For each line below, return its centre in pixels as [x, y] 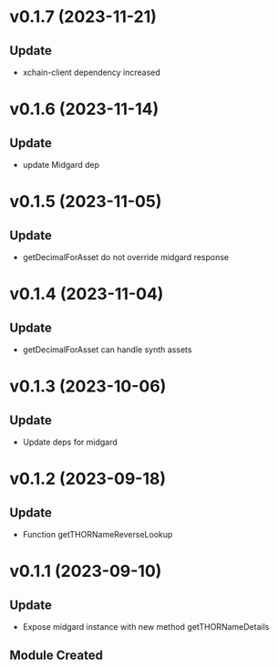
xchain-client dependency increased [92, 72]
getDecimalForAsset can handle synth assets [107, 350]
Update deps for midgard [70, 442]
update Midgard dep [61, 165]
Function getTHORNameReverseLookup [98, 534]
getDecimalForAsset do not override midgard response [126, 257]
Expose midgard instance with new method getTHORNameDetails [146, 627]
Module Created [56, 656]
